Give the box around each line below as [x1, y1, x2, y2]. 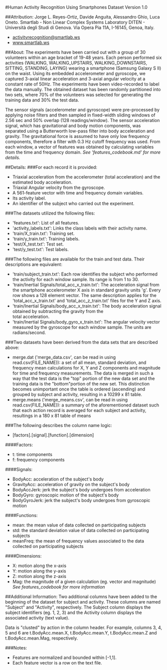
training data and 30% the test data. [5, 97, 79, 103]
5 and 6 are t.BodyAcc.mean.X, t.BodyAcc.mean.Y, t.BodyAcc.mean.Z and [5, 630, 157, 635]
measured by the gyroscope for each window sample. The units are [12, 324, 152, 330]
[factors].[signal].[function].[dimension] [12, 432, 94, 438]
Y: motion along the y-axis [12, 568, 66, 574]
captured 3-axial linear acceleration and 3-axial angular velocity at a [5, 76, 146, 81]
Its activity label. [12, 195, 46, 201]
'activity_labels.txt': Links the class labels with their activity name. [12, 225, 148, 231]
